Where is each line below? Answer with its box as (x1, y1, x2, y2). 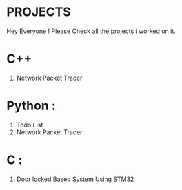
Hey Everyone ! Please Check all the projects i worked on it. (6, 27, 176, 35)
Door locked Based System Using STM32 (16, 175, 134, 183)
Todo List (16, 120, 43, 129)
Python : (6, 98, 56, 114)
